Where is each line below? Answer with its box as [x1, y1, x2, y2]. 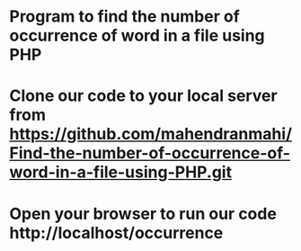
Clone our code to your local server [9, 85, 278, 106]
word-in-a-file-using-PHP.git [9, 162, 232, 183]
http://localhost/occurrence [9, 222, 224, 243]
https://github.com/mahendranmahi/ [9, 124, 293, 145]
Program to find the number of [9, 6, 240, 27]
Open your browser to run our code [9, 203, 277, 224]
